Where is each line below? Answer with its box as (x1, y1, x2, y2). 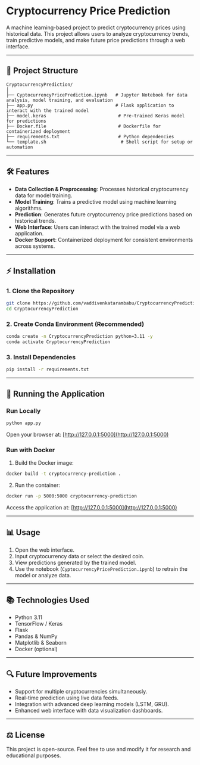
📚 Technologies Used (6, 595, 89, 605)
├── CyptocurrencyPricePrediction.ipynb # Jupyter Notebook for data (6, 92, 187, 98)
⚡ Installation (6, 266, 56, 276)
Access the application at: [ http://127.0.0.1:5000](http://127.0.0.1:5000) (6, 503, 177, 511)
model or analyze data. (14, 571, 71, 579)
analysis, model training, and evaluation (6, 97, 113, 103)
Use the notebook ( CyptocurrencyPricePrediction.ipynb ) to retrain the (14, 565, 187, 573)
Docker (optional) (14, 645, 58, 653)
